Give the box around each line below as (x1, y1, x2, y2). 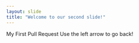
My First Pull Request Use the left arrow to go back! (6, 30, 134, 37)
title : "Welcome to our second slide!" (6, 14, 106, 20)
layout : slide (6, 8, 42, 15)
